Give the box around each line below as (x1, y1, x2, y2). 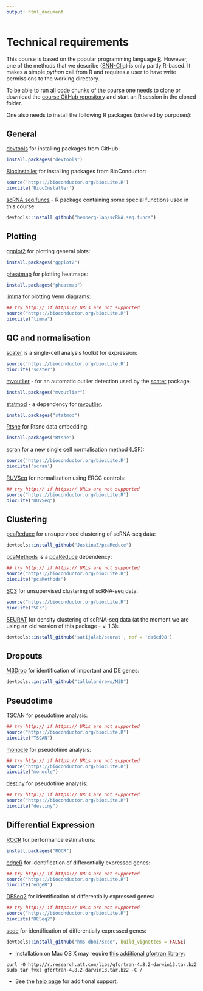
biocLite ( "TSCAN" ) (6, 735, 53, 741)
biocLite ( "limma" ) (6, 316, 53, 323)
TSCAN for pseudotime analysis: (6, 712, 88, 719)
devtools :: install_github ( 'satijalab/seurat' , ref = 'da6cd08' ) (6, 634, 173, 640)
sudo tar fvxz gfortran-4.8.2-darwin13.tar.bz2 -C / (6, 967, 143, 973)
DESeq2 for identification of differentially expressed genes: (6, 893, 154, 900)
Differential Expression (6, 820, 95, 830)
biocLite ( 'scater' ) (6, 366, 56, 373)
